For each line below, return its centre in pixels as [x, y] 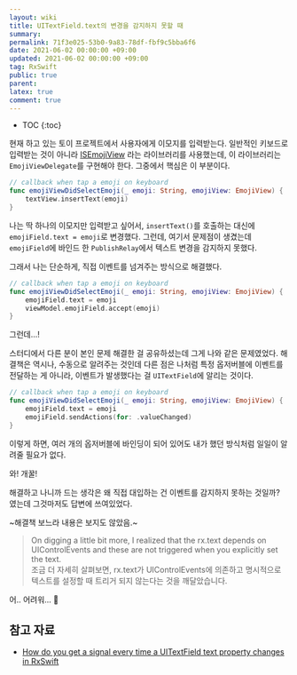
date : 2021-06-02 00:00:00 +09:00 [73, 51]
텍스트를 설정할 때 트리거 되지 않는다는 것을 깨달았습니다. [129, 580]
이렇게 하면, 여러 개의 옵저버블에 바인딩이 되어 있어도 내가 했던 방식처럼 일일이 [144, 443]
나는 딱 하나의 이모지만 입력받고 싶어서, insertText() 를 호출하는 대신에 [132, 225]
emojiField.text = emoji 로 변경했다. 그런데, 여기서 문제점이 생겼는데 [131, 236]
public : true [33, 75]
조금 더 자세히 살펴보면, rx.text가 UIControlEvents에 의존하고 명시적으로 [156, 569]
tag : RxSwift [33, 67]
